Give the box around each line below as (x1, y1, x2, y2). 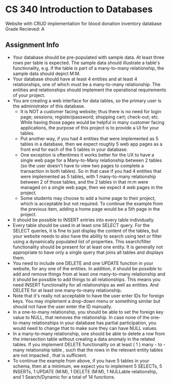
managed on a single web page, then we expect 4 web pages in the (20, 184, 163, 190)
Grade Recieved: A (5, 25, 45, 32)
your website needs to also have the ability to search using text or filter (12, 233, 162, 239)
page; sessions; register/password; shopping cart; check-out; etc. (20, 114, 160, 120)
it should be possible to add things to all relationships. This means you (12, 276, 161, 283)
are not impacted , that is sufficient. (12, 352, 88, 358)
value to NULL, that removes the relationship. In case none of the (12, 314, 150, 320)
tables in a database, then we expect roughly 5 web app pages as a (20, 141, 162, 147)
